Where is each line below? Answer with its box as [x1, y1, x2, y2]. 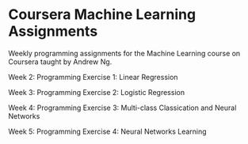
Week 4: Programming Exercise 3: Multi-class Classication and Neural [8, 103, 237, 112]
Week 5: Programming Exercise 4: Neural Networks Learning [8, 127, 208, 136]
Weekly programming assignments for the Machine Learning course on [8, 48, 241, 58]
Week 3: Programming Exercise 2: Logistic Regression [8, 87, 185, 97]
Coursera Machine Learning [8, 6, 196, 24]
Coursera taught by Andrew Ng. [8, 57, 113, 66]
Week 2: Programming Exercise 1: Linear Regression [8, 72, 178, 81]
